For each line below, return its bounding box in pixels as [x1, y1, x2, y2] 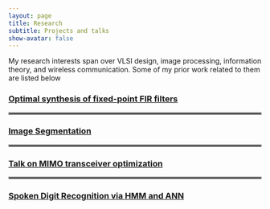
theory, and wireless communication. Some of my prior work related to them [8, 65, 260, 75]
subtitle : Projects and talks [8, 27, 110, 35]
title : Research [8, 19, 63, 27]
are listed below [8, 73, 62, 83]
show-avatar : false [8, 34, 74, 43]
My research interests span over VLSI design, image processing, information [8, 56, 262, 66]
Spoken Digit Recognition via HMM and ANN [8, 191, 185, 202]
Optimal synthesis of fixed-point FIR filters [8, 93, 178, 104]
